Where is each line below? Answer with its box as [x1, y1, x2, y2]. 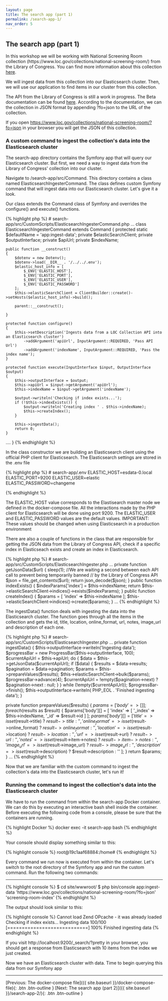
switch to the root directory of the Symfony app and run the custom [5, 864, 144, 870]
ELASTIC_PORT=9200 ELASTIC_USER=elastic [5, 475, 100, 481]
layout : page [5, 7, 33, 13]
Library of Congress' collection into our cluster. [5, 166, 103, 172]
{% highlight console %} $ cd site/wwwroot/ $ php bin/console [5, 884, 136, 890]
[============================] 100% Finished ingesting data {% [5, 924, 159, 931]
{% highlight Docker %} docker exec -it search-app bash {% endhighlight [5, 824, 157, 831]
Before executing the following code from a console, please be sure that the [5, 809, 162, 816]
